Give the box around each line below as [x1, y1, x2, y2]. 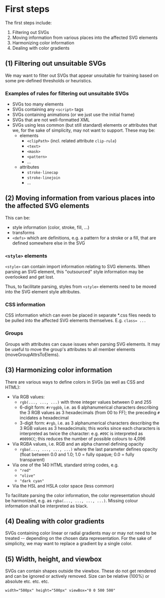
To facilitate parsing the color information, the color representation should [5, 492, 155, 498]
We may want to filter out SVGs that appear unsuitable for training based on [5, 72, 159, 78]
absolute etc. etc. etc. [5, 578, 49, 585]
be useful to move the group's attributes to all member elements [5, 346, 135, 352]
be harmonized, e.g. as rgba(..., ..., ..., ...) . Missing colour [5, 497, 138, 503]
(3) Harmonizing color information [5, 366, 112, 374]
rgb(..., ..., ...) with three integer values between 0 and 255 [19, 399, 152, 405]
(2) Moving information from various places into [5, 194, 155, 203]
